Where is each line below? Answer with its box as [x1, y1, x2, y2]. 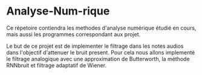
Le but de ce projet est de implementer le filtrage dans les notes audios [6, 42, 184, 50]
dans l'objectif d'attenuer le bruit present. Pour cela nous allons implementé [6, 48, 195, 56]
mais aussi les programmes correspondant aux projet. [6, 30, 141, 37]
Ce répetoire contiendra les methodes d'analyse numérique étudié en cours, [6, 24, 197, 31]
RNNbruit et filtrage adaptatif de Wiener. [6, 62, 107, 69]
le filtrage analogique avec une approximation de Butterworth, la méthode [6, 55, 190, 62]
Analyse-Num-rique [6, 4, 110, 18]
